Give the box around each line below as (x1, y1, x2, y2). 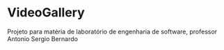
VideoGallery (7, 5, 85, 21)
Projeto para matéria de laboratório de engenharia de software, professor (7, 27, 218, 36)
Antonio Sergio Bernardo (7, 34, 79, 42)
